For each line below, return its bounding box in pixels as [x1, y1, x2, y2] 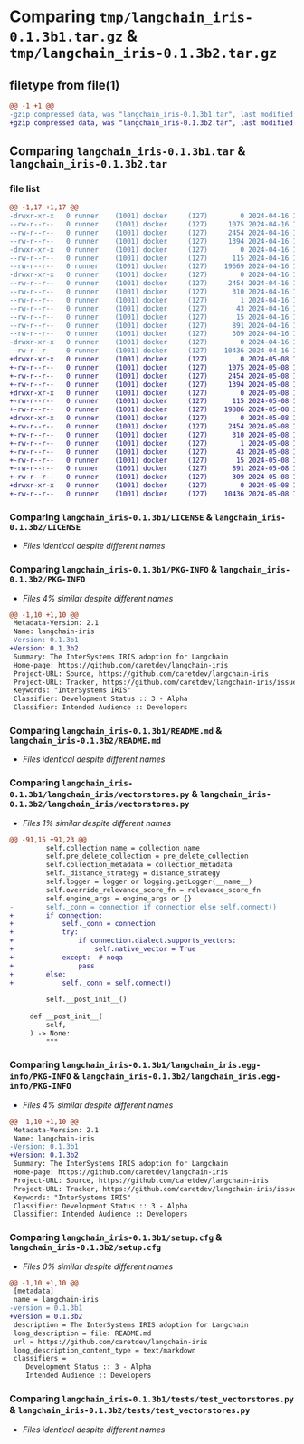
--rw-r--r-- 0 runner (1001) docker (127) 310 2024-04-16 [9, 287, 290, 296]
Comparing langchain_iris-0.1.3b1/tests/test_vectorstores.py [9, 1392, 294, 1405]
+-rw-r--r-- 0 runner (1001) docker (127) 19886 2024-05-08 [9, 405, 290, 414]
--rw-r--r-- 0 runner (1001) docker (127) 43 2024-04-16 [9, 303, 290, 313]
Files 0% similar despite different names [22, 1261, 174, 1272]
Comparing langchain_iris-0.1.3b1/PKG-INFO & [9, 563, 218, 576]
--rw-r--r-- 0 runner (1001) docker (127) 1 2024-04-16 [9, 295, 290, 304]
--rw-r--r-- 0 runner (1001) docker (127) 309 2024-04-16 [9, 329, 290, 339]
